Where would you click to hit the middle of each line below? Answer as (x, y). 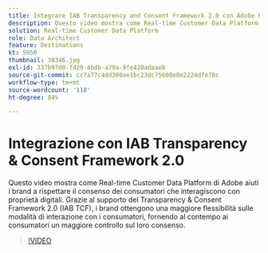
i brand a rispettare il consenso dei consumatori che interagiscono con (124, 192)
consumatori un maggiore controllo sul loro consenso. (97, 225)
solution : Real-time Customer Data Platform (83, 30)
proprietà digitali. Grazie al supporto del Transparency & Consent (115, 200)
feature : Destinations (46, 45)
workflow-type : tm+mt (44, 82)
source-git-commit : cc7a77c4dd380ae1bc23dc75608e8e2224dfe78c (114, 75)
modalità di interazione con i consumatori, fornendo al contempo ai (118, 217)
